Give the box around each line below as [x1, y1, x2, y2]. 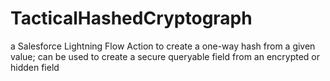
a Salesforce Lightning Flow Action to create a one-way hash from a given [10, 40, 316, 52]
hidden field [10, 61, 60, 73]
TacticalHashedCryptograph [10, 7, 253, 30]
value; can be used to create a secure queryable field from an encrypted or [10, 50, 321, 62]
